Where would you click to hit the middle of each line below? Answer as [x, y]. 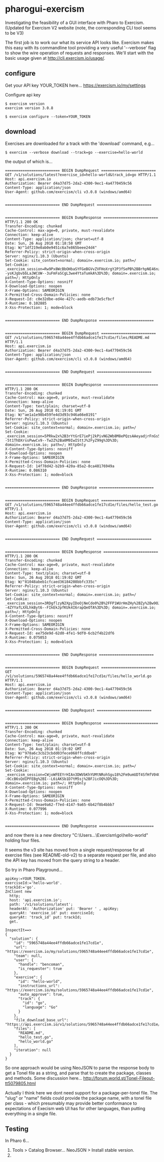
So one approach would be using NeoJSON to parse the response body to [80, 1067]
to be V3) [14, 33]
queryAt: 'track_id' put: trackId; [46, 917]
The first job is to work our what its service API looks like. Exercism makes [80, 42]
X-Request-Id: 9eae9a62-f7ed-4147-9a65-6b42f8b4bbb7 [60, 805]
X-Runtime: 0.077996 [26, 809]
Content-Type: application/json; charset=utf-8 [54, 239]
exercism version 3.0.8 [29, 108]
